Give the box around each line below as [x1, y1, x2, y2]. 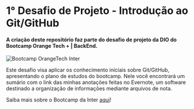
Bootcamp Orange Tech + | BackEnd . [6, 42, 98, 49]
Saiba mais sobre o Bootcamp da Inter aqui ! [6, 96, 111, 103]
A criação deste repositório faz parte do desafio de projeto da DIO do [6, 36, 177, 43]
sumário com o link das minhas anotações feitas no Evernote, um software [6, 79, 186, 86]
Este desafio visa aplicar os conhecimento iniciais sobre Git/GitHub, [6, 66, 170, 73]
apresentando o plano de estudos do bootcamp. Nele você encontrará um [6, 73, 185, 80]
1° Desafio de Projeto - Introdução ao [6, 4, 189, 17]
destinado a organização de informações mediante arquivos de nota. [6, 85, 172, 92]
